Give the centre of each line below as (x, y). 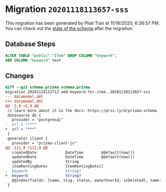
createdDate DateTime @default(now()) (73, 152)
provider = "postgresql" (38, 120)
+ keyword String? (43, 175)
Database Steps (30, 44)
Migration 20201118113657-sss (67, 9)
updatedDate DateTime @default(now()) (73, 157)
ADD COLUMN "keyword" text (33, 60)
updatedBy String (45, 162)
